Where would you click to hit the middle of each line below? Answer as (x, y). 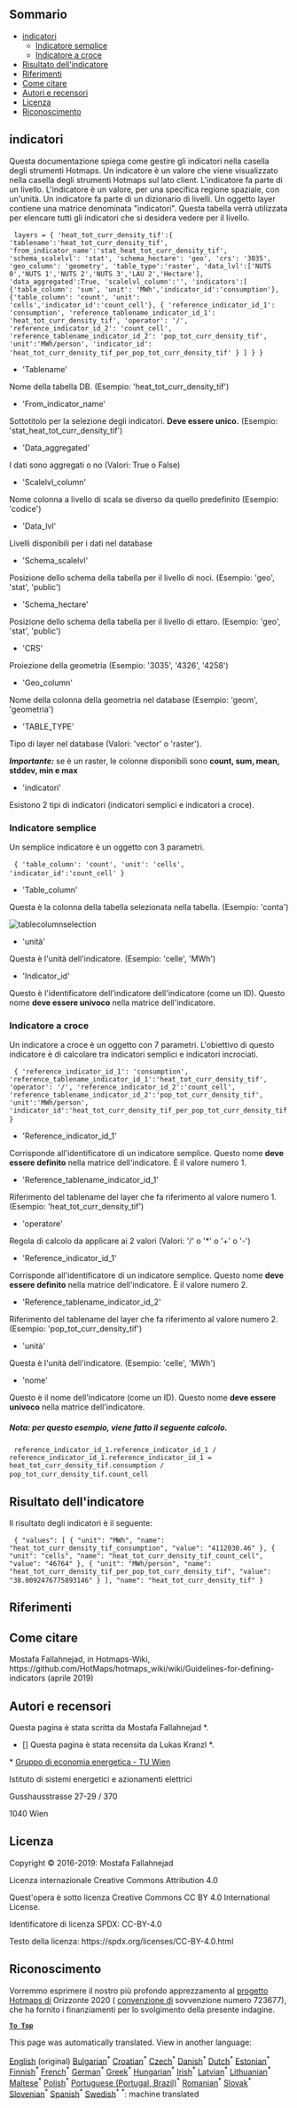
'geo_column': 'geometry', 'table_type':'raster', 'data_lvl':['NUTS (141, 266)
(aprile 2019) (70, 1678)
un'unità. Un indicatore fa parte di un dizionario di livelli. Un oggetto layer (143, 198)
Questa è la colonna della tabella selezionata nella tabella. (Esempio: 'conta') (149, 906)
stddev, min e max (43, 770)
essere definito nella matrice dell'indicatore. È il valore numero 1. (128, 1162)
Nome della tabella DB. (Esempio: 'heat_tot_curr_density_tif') (119, 387)
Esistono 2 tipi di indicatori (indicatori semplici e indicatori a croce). (132, 804)
